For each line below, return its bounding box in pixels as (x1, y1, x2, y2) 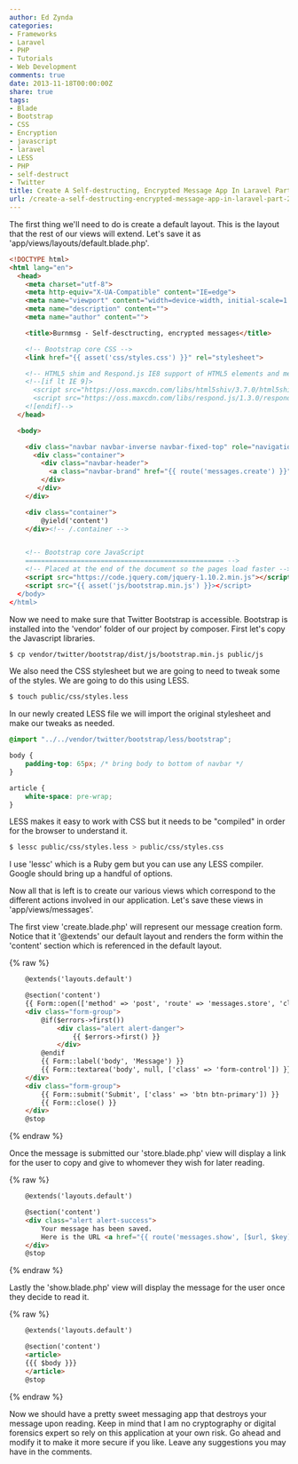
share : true (9, 87, 53, 96)
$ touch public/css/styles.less (9, 692, 129, 701)
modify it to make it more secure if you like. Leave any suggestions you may (9, 1436, 286, 1447)
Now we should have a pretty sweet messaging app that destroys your (9, 1408, 268, 1419)
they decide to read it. (9, 1292, 90, 1302)
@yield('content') (41, 516, 109, 525)
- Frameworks (9, 29, 58, 38)
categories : (9, 21, 53, 30)
